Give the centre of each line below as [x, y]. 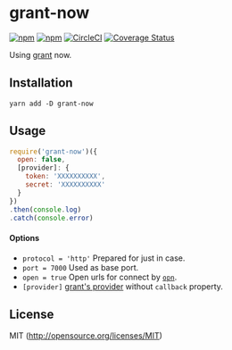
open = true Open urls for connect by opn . [99, 277]
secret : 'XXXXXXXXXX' [65, 185]
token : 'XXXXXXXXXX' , [65, 177]
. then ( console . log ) [46, 209]
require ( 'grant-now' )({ [54, 151]
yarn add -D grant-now [51, 104]
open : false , [41, 160]
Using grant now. [41, 54]
